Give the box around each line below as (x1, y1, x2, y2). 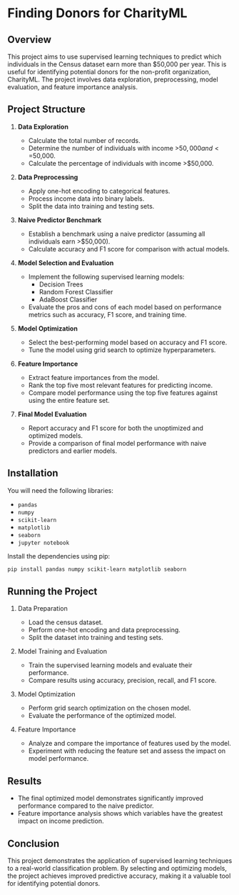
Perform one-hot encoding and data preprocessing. (28, 626, 180, 634)
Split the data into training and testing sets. (28, 201, 155, 210)
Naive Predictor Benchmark (17, 216, 102, 224)
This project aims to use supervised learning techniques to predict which (7, 52, 222, 61)
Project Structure (7, 104, 86, 116)
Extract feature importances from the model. (28, 373, 160, 381)
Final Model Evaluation (17, 409, 87, 419)
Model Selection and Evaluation (17, 259, 114, 267)
